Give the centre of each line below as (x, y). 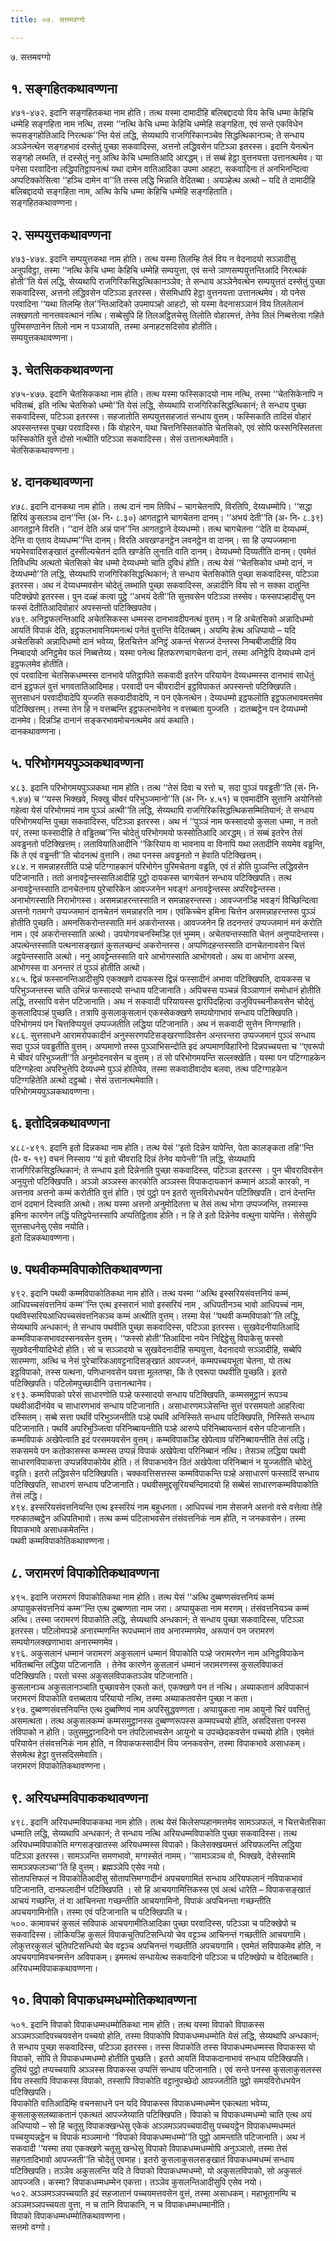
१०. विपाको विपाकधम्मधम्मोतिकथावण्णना (103, 2000)
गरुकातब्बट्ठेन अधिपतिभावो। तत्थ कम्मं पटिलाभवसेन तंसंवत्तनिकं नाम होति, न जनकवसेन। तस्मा (158, 1518)
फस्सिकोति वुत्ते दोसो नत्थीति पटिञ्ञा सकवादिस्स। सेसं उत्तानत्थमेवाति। (122, 439)
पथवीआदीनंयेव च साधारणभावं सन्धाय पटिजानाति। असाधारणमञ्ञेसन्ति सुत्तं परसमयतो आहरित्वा (157, 1406)
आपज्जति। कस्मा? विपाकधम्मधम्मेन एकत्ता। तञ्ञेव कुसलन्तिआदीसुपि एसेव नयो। (136, 2182)
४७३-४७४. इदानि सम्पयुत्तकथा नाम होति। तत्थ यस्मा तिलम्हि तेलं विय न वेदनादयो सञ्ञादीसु (153, 259)
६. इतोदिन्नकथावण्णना (60, 1123)
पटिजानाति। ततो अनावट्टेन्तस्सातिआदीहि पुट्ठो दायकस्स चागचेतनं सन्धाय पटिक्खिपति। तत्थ (151, 877)
